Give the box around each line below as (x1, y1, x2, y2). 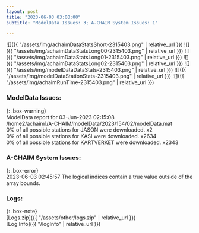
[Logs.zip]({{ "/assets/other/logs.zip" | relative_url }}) (6, 214, 136, 221)
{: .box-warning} (6, 107, 46, 114)
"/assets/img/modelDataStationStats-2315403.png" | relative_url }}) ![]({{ (6, 72, 185, 80)
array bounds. (6, 179, 40, 187)
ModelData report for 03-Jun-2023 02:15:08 (6, 113, 115, 120)
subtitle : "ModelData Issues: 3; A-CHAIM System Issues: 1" (6, 20, 159, 25)
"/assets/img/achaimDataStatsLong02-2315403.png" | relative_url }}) (14, 60, 184, 67)
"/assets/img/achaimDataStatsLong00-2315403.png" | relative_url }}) (14, 47, 184, 55)
